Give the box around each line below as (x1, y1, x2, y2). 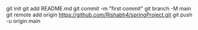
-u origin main (6, 18, 40, 24)
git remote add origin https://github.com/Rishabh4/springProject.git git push (6, 11, 193, 18)
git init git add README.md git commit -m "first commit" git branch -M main (6, 5, 191, 12)
